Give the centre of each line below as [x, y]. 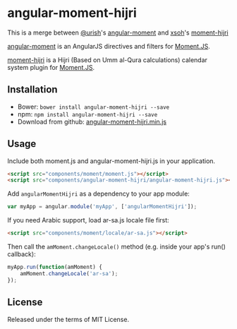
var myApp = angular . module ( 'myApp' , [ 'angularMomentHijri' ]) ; [102, 207]
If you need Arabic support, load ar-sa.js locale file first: [88, 220]
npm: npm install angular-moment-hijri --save [87, 114]
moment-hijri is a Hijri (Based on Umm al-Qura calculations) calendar [108, 60]
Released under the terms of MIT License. [68, 319]
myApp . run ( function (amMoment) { [55, 267]
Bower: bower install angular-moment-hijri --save [93, 107]
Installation [32, 90]
